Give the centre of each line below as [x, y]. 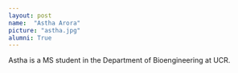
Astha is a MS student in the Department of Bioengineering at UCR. [119, 60]
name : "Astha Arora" [45, 23]
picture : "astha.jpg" [45, 30]
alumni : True [30, 38]
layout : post [30, 15]
